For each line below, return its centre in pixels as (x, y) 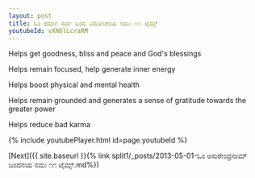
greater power (32, 109)
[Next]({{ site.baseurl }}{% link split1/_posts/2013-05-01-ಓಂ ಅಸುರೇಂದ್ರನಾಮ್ (128, 156)
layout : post (30, 16)
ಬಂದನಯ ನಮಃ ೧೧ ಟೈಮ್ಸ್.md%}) (54, 165)
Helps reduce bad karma (50, 125)
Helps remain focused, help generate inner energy (92, 69)
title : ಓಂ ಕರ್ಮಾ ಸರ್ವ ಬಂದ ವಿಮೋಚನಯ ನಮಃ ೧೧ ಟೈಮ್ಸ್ (83, 23)
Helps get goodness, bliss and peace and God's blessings (105, 54)
